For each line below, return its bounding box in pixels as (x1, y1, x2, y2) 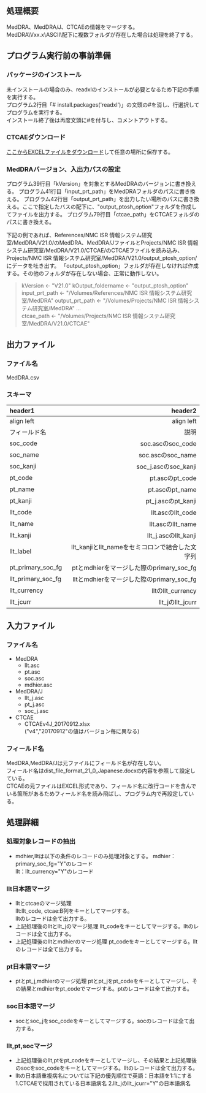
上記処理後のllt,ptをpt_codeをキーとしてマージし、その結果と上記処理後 (15, 1056, 197, 1064)
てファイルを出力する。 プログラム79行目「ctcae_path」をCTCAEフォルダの (6, 211, 200, 218)
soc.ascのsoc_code (140, 440, 197, 448)
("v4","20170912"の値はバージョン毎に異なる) (24, 727, 140, 734)
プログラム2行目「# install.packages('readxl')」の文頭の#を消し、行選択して (6, 101, 200, 109)
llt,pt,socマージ (6, 1042, 53, 1050)
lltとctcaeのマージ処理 (15, 900, 72, 907)
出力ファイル (6, 340, 55, 350)
